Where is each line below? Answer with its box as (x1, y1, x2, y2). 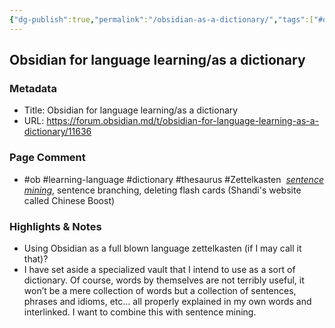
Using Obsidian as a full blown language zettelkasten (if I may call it (23, 242, 302, 254)
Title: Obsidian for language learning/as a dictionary (23, 104, 239, 116)
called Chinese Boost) (23, 194, 116, 206)
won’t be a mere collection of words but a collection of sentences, (23, 284, 297, 296)
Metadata (9, 81, 57, 95)
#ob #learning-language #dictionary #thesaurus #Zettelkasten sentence (23, 173, 324, 185)
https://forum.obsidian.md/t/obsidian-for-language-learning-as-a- (46, 115, 320, 127)
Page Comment (9, 151, 86, 165)
